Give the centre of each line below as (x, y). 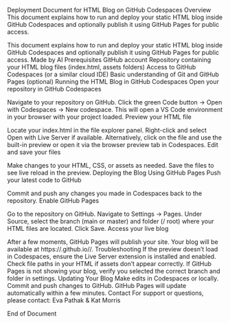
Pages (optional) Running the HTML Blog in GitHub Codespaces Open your (113, 81)
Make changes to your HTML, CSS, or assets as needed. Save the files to (111, 165)
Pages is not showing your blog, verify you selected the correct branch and (114, 271)
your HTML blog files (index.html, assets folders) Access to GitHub (102, 67)
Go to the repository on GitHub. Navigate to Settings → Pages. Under (105, 214)
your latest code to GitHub (44, 180)
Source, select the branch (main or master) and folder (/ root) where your (111, 221)
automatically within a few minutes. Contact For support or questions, (105, 293)
